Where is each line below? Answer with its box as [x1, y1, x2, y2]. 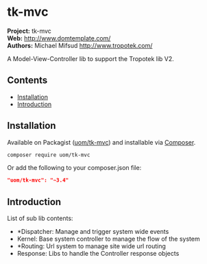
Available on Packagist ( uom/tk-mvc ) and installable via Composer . [7, 138, 196, 146]
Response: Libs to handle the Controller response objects [16, 250, 180, 258]
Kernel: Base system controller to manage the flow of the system [16, 235, 200, 243]
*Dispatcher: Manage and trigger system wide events [16, 228, 169, 236]
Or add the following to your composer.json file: [7, 164, 142, 172]
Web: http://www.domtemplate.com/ [7, 34, 111, 42]
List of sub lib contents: [7, 214, 73, 223]
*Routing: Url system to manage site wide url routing [16, 242, 166, 250]
